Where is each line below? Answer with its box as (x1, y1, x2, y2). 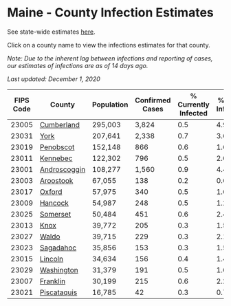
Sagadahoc (39, 243, 77, 252)
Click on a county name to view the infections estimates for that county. (7, 41, 211, 49)
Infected (179, 108, 208, 118)
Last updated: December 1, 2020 (7, 74, 101, 83)
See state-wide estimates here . (7, 28, 96, 36)
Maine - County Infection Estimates (7, 5, 214, 21)
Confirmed (135, 95, 171, 105)
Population (91, 100, 129, 109)
